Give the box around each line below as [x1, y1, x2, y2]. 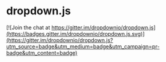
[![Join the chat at [6, 24, 51, 31]
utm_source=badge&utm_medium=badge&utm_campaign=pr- [6, 43, 160, 50]
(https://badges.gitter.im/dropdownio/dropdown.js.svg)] [6, 30, 145, 37]
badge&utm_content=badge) [6, 49, 78, 56]
